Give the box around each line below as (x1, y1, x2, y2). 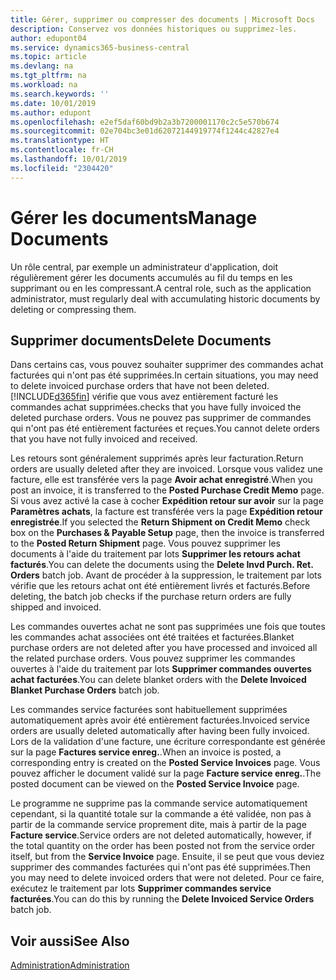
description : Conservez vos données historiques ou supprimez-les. (10, 24, 298, 34)
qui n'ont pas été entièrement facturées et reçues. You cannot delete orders (10, 422, 321, 435)
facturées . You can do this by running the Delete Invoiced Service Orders (10, 893, 315, 905)
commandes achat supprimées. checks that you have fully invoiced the (10, 401, 302, 413)
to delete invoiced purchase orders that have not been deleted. (10, 380, 270, 392)
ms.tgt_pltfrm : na (10, 71, 87, 81)
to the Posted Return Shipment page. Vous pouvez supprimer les (10, 537, 281, 550)
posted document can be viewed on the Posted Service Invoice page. (10, 778, 300, 790)
